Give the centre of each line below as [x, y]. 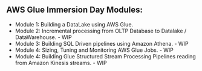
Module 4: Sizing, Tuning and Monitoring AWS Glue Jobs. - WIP [94, 50]
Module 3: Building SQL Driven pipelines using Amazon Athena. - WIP [102, 43]
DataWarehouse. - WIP [44, 37]
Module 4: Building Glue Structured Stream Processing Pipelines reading [106, 56]
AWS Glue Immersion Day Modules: [75, 10]
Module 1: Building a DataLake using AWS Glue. [74, 24]
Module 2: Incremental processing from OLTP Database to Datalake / [101, 31]
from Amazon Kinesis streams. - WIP [61, 63]
